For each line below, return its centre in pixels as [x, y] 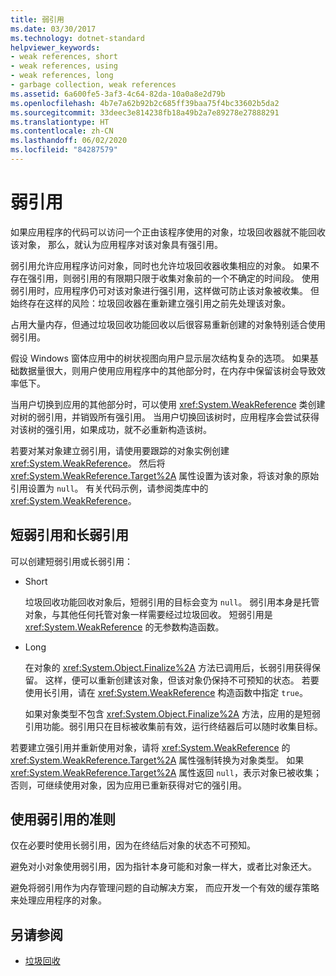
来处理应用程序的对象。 [58, 900]
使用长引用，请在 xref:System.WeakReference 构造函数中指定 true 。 [166, 692]
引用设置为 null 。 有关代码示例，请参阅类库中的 [109, 488]
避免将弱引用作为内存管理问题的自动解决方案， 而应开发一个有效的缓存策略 [165, 888]
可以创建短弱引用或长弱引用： [71, 561]
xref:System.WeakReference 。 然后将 [88, 463]
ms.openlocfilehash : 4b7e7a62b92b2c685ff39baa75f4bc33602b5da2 [145, 103]
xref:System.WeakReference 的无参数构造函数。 [124, 627]
